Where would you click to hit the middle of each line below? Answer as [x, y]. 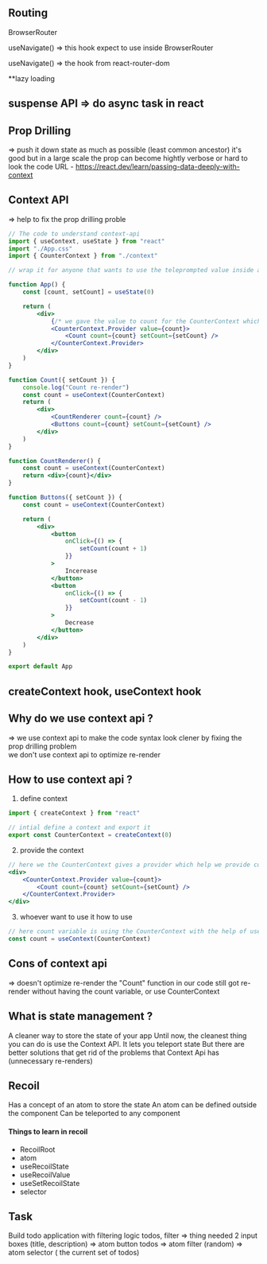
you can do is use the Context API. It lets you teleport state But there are [126, 1044]
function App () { [37, 285]
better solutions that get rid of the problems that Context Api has [114, 1052]
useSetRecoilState [50, 1183]
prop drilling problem [43, 746]
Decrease [79, 623]
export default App [41, 667]
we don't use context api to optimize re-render [85, 754]
